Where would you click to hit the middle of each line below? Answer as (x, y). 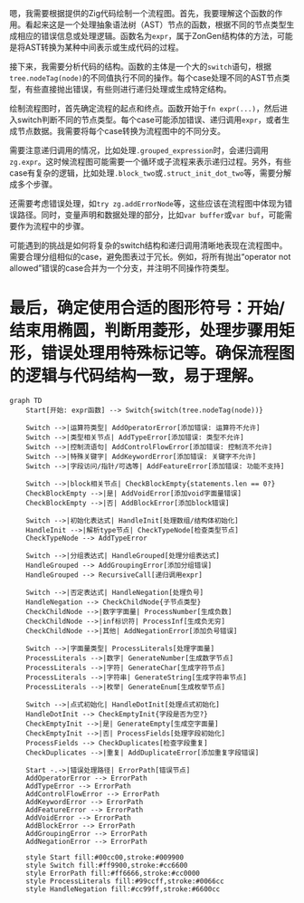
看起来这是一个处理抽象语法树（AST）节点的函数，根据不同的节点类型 (156, 24)
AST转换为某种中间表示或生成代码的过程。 (104, 47)
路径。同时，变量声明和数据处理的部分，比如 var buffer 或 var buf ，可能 (151, 215)
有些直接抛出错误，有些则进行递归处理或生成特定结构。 (128, 89)
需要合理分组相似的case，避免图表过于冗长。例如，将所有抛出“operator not (150, 257)
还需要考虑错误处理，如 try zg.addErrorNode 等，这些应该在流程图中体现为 (147, 203)
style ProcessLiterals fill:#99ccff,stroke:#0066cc (125, 881)
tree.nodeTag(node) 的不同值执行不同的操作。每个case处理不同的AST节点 (146, 78)
